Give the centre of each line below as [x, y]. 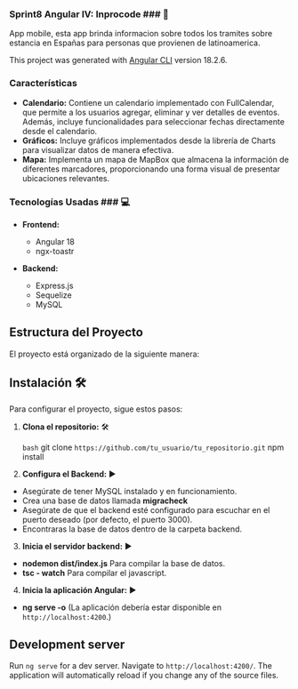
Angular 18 [55, 241]
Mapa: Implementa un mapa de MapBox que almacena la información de [155, 159]
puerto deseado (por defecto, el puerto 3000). [107, 519]
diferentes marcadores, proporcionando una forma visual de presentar [151, 169]
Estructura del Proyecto [77, 332]
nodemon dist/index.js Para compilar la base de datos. [124, 563]
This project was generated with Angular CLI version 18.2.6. [118, 60]
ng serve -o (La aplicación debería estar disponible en [122, 607]
